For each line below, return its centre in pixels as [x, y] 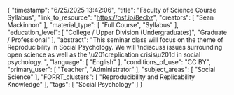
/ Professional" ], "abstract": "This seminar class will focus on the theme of [115, 40]
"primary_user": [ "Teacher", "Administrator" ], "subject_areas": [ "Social [111, 70]
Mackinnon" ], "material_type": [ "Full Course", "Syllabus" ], [93, 25]
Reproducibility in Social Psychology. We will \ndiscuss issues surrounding [115, 47]
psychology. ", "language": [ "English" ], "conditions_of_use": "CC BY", [109, 62]
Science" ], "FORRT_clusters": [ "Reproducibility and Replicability [101, 77]
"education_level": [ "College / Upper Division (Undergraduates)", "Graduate [117, 32]
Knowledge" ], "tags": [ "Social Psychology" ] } [75, 84]
